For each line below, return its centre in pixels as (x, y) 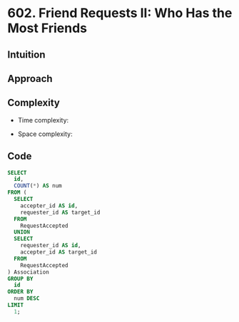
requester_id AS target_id (60, 212)
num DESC (27, 298)
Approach (30, 79)
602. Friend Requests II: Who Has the (120, 13)
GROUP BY (20, 279)
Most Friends (47, 28)
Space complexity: (45, 134)
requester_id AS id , (51, 246)
